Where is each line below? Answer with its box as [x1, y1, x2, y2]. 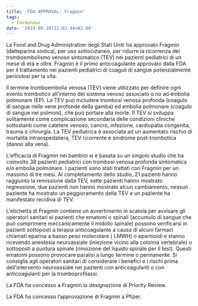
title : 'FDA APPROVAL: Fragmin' [6, 8, 86, 15]
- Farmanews [11, 19, 41, 25]
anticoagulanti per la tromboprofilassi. [6, 270, 99, 278]
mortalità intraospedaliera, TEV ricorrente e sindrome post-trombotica [6, 134, 176, 142]
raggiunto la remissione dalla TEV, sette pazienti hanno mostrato [6, 177, 163, 184]
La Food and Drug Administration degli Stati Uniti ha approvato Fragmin [6, 41, 180, 48]
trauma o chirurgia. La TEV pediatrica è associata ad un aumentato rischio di [6, 128, 193, 135]
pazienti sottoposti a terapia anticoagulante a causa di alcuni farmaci [6, 226, 174, 233]
